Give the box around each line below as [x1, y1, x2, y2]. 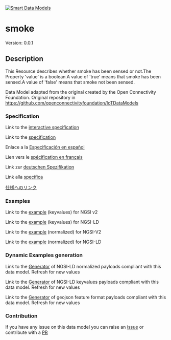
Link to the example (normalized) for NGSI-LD [5, 239, 102, 245]
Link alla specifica [5, 174, 43, 180]
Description [5, 54, 43, 63]
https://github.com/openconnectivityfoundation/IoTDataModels [5, 100, 139, 106]
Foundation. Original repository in [5, 94, 76, 100]
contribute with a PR [5, 329, 48, 335]
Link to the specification [5, 134, 56, 140]
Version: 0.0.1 [5, 39, 33, 46]
